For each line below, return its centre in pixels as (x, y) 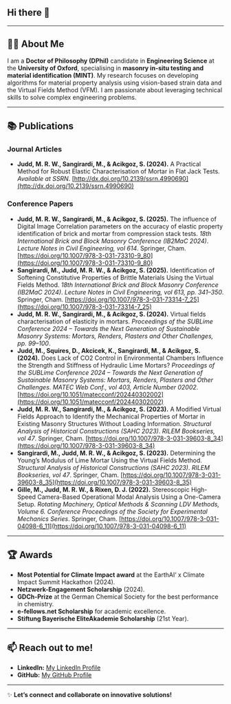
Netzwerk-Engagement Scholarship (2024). (81, 590)
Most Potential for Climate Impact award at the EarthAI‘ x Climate (111, 575)
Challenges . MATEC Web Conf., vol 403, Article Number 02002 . (108, 387)
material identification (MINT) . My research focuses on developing (103, 75)
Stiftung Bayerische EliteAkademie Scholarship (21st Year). (103, 619)
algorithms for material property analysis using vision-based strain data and (114, 83)
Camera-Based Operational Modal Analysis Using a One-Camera (129, 497)
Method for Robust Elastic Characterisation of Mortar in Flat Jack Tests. (118, 171)
